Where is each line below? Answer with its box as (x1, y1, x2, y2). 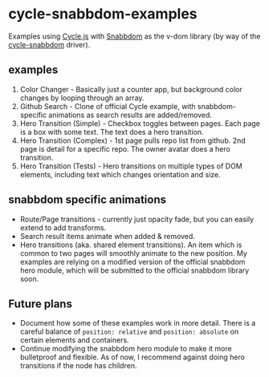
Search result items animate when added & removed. (19, 231, 195, 241)
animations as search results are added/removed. (47, 110, 213, 120)
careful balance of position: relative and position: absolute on (19, 326, 239, 337)
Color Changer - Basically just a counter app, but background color (19, 84, 243, 94)
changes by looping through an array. (19, 93, 145, 103)
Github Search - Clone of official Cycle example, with (19, 101, 196, 111)
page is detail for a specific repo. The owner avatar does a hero (19, 144, 230, 153)
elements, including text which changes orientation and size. (19, 169, 221, 179)
